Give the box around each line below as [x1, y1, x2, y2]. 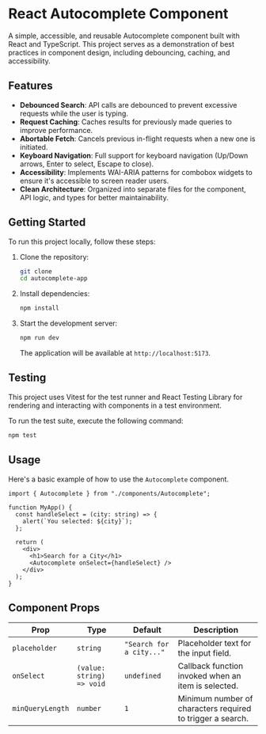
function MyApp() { [8, 504, 73, 512]
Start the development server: [19, 318, 118, 329]
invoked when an [177, 671, 241, 682]
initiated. [19, 142, 48, 151]
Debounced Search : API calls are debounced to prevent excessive [19, 100, 237, 109]
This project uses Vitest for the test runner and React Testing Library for [8, 392, 243, 401]
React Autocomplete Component [8, 5, 229, 23]
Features [8, 79, 53, 93]
